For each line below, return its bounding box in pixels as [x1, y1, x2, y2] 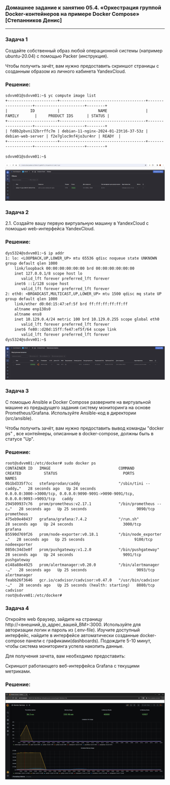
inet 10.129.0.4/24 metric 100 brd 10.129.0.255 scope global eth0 [14, 317, 159, 322]
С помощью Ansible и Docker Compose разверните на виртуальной [5, 399, 151, 405]
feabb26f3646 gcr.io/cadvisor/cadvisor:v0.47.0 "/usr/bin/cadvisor [5, 578, 159, 583]
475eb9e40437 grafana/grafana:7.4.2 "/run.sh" [5, 517, 139, 522]
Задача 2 [5, 209, 29, 216]
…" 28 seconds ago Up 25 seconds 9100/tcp [5, 537, 153, 542]
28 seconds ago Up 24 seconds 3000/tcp [5, 522, 142, 527]
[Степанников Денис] [5, 17, 62, 24]
